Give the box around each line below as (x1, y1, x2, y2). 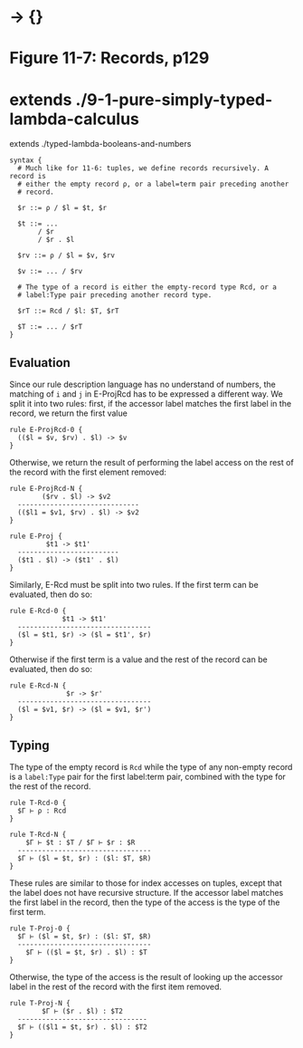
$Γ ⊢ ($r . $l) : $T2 (42, 1006, 124, 1015)
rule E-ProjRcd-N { (9, 485, 83, 494)
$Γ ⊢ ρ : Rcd (17, 806, 67, 815)
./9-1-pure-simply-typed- (75, 89, 273, 110)
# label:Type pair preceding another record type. (17, 291, 213, 300)
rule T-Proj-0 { (9, 924, 71, 933)
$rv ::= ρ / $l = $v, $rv (17, 251, 116, 260)
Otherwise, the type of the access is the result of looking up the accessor (9, 971, 283, 982)
